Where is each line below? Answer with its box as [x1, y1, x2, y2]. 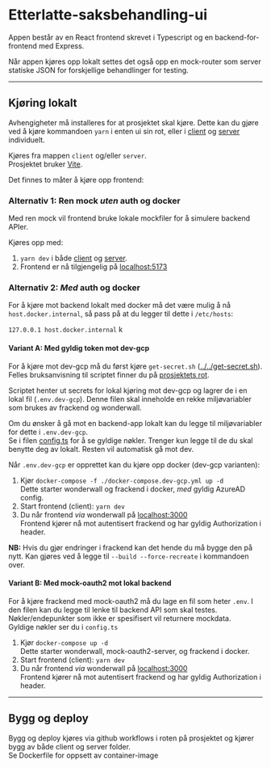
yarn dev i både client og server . [19, 253, 127, 264]
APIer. [8, 222, 28, 232]
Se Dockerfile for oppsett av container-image [8, 750, 159, 760]
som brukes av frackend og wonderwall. [8, 403, 143, 412]
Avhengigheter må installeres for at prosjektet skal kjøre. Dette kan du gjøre [8, 117, 260, 127]
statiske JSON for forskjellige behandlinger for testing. [8, 65, 190, 74]
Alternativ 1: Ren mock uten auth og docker [8, 195, 181, 206]
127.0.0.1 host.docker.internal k [8, 325, 123, 335]
